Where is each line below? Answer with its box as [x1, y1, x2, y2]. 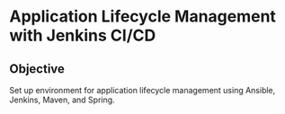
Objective [9, 61, 66, 76]
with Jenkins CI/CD [9, 25, 156, 46]
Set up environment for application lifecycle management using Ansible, [9, 85, 276, 95]
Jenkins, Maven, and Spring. [9, 94, 115, 105]
